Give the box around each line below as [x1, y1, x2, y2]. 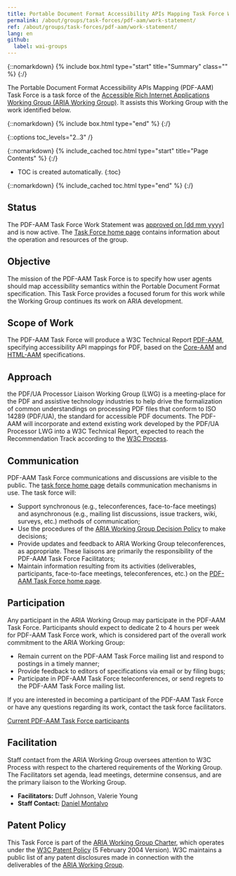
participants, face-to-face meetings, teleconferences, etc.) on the [17, 569, 209, 578]
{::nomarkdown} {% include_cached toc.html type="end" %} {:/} [7, 181, 194, 190]
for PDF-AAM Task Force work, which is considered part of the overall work [7, 631, 227, 639]
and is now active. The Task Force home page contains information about [7, 228, 220, 236]
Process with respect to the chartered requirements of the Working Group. [7, 763, 223, 771]
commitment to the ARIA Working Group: [7, 638, 125, 647]
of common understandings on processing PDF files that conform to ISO [7, 405, 216, 413]
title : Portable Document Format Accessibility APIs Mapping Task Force [7, 10, 225, 18]
